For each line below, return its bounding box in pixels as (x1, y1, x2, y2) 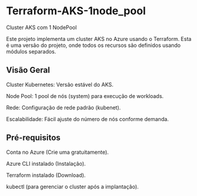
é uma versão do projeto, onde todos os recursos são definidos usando (6, 42, 181, 49)
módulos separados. (6, 48, 56, 55)
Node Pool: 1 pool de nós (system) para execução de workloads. (6, 92, 164, 99)
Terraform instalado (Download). (6, 171, 86, 179)
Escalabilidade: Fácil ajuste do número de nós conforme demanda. (6, 115, 169, 122)
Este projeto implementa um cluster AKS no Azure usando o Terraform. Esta (6, 35, 192, 42)
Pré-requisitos (6, 132, 61, 143)
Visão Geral (6, 65, 50, 75)
